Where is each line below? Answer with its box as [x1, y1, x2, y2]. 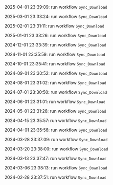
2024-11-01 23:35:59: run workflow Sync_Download [4, 51, 106, 57]
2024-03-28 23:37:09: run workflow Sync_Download [4, 137, 108, 142]
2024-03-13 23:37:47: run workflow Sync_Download [4, 156, 107, 161]
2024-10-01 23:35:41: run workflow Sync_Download [4, 61, 106, 66]
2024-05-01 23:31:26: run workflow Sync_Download [4, 108, 106, 114]
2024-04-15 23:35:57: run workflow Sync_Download [4, 118, 107, 123]
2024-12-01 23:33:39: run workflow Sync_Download [4, 42, 106, 48]
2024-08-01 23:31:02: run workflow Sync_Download [4, 80, 107, 85]
